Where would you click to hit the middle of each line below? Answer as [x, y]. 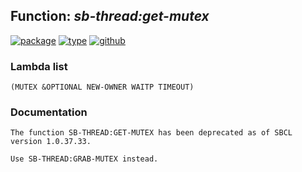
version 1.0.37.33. [51, 142]
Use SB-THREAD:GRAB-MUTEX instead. [84, 159]
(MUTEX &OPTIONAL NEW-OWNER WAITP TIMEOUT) [102, 87]
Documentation [49, 112]
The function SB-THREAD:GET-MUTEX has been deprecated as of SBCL [151, 133]
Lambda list [39, 66]
